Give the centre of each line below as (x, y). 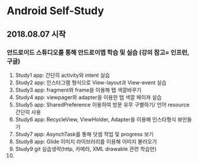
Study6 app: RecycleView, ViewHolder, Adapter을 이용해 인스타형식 (96, 119)
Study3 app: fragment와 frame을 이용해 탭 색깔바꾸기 (78, 90)
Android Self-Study (55, 11)
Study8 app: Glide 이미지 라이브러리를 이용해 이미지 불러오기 (86, 141)
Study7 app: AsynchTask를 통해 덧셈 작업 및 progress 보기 (85, 134)
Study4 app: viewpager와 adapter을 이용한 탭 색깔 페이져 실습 (88, 97)
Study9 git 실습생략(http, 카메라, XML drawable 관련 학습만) (86, 149)
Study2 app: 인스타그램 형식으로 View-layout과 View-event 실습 (91, 82)
